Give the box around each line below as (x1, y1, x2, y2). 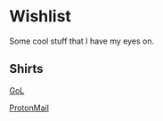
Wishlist (9, 6, 71, 27)
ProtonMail (9, 102, 49, 113)
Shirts (9, 61, 44, 77)
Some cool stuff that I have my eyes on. (9, 36, 154, 46)
